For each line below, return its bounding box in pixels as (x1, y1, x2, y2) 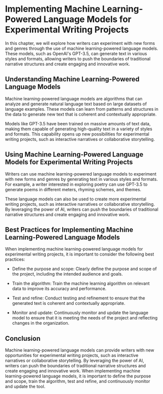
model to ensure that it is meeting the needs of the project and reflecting (12, 315, 158, 321)
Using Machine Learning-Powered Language (5, 150, 144, 159)
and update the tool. (5, 384, 46, 390)
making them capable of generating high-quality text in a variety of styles (5, 126, 152, 132)
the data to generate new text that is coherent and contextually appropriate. (5, 111, 157, 117)
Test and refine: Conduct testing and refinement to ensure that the (12, 295, 145, 301)
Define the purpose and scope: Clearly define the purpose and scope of (12, 266, 157, 272)
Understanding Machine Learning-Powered (5, 75, 140, 83)
